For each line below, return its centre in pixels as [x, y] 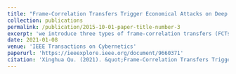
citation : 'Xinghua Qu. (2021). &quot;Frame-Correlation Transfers [108, 60]
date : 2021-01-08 [33, 40]
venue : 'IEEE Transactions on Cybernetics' [72, 47]
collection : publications [45, 20]
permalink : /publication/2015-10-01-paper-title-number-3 [94, 27]
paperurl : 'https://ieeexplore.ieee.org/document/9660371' [96, 54]
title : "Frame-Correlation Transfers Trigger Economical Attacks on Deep [118, 14]
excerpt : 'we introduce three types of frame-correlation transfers [110, 33]
